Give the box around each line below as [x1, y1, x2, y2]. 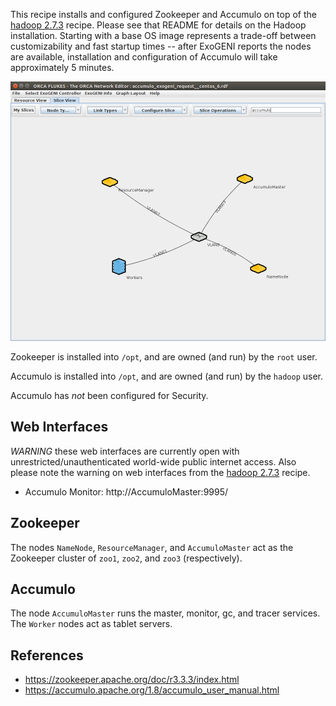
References [10, 647, 84, 664]
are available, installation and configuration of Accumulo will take [10, 51, 278, 63]
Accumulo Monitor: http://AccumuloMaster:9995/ [24, 485, 229, 498]
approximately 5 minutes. [10, 62, 115, 73]
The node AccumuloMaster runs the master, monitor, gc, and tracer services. [10, 607, 321, 619]
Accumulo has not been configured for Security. [10, 390, 209, 401]
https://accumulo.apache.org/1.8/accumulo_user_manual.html [24, 684, 280, 696]
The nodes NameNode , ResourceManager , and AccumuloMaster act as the [10, 541, 294, 553]
